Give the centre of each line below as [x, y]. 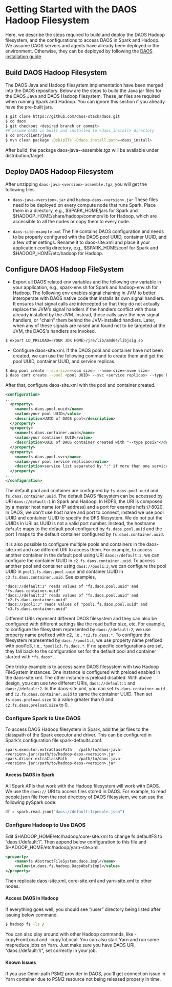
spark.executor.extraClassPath [39, 750]
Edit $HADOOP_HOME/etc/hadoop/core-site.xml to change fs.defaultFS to [84, 836]
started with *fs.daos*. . [31, 656]
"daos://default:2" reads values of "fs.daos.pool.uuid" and [72, 595]
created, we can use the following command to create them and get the [88, 355]
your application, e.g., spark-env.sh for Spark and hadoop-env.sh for [85, 287]
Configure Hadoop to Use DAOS [46, 825]
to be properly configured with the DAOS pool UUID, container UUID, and [90, 237]
